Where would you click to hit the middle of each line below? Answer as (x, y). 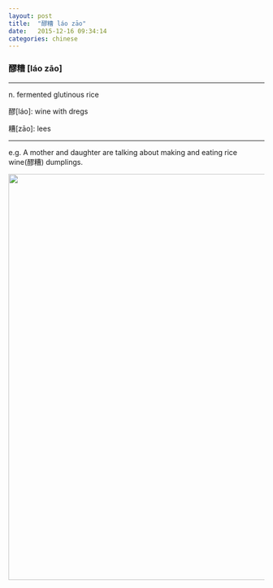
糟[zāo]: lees (30, 128)
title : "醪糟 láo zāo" (48, 24)
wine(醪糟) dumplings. (46, 162)
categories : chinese (43, 39)
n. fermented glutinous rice (54, 94)
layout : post (30, 16)
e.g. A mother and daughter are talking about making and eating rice (123, 152)
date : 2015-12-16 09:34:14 (58, 31)
